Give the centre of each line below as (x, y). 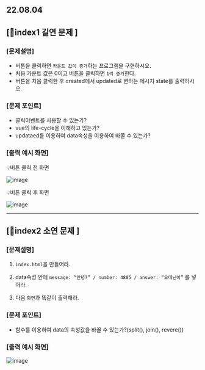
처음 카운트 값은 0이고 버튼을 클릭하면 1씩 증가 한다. (75, 73)
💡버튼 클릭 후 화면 (28, 192)
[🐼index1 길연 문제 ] (42, 32)
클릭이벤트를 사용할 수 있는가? (51, 120)
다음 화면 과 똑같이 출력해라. (47, 298)
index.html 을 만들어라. (43, 264)
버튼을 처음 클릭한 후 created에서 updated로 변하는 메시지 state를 (94, 81)
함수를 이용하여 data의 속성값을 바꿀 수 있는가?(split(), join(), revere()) (99, 330)
